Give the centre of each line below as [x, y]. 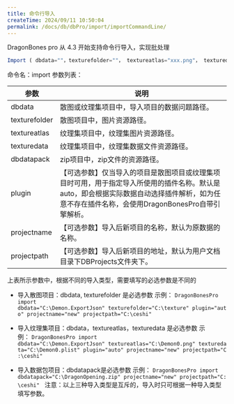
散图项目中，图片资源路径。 [105, 121]
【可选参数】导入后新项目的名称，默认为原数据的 [140, 227]
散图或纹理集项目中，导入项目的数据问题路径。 [136, 107]
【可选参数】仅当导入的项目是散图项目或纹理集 [136, 173]
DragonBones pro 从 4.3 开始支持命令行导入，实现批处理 [88, 47]
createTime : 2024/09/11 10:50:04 [56, 20]
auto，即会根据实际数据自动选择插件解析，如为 [137, 194]
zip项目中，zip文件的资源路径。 [111, 160]
